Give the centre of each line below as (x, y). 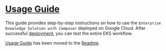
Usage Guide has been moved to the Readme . (52, 43)
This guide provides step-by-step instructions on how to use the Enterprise (83, 23)
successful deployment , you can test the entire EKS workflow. (69, 33)
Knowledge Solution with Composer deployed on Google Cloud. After (75, 28)
